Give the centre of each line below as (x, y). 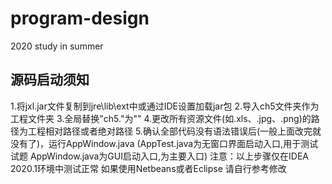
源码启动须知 (50, 80)
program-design (80, 18)
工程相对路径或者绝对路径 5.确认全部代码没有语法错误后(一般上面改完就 (174, 131)
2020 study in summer (57, 46)
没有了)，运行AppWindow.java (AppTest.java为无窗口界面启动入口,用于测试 (164, 143)
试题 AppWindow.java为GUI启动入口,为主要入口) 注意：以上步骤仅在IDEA (160, 156)
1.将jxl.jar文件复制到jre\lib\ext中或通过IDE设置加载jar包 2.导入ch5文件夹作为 (165, 106)
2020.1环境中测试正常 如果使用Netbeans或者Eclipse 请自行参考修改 (148, 168)
